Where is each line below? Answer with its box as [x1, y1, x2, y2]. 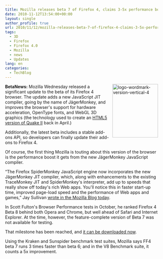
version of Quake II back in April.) [5, 120, 72, 125]
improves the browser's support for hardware [5, 104, 96, 110]
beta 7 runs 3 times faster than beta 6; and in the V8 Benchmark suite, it [5, 243, 149, 249]
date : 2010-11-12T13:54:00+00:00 [5, 12, 73, 17]
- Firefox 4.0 [9, 43, 38, 48]
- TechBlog [9, 70, 32, 75]
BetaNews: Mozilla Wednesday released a [5, 84, 90, 89]
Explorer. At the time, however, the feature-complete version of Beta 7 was [5, 214, 154, 220]
